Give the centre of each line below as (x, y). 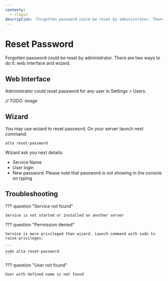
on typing (22, 178)
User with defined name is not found (44, 274)
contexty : (15, 10)
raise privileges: (24, 238)
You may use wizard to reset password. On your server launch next (74, 128)
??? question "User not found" (36, 265)
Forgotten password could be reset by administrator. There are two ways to (83, 58)
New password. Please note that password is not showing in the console (87, 173)
